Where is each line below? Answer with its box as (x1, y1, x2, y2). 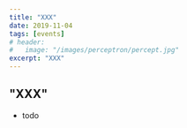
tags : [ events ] (9, 29, 65, 38)
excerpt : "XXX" (9, 54, 65, 63)
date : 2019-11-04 (9, 21, 73, 30)
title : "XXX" (9, 12, 57, 22)
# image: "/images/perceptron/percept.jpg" (9, 46, 179, 55)
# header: (9, 37, 46, 47)
